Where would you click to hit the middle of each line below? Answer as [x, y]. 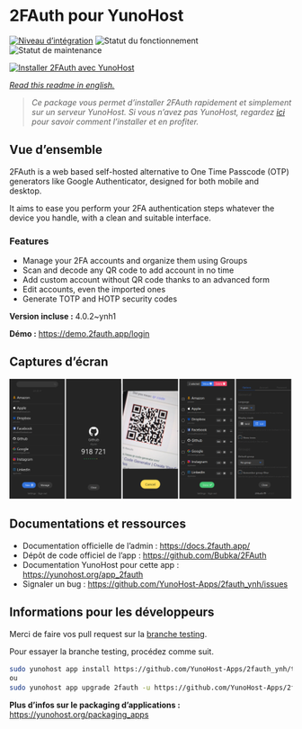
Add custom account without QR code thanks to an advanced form [146, 280]
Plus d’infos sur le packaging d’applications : [95, 705]
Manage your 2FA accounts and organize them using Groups [135, 261]
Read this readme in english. [62, 85]
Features [29, 241]
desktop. [26, 191]
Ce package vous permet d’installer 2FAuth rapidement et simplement [161, 102]
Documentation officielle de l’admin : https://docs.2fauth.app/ [136, 545]
